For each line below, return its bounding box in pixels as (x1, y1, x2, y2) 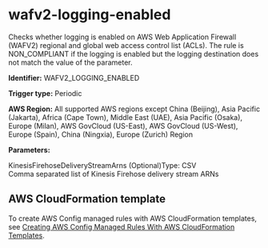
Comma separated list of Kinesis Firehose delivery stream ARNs (8, 169, 219, 178)
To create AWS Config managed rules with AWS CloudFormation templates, (8, 214, 258, 223)
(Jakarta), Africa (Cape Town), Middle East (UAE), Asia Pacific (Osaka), (8, 112, 242, 122)
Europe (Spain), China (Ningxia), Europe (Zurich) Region (8, 130, 194, 139)
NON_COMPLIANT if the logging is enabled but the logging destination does (8, 49, 259, 58)
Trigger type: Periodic (8, 88, 82, 98)
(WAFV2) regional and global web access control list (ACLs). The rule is (8, 40, 244, 50)
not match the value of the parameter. (8, 58, 133, 67)
